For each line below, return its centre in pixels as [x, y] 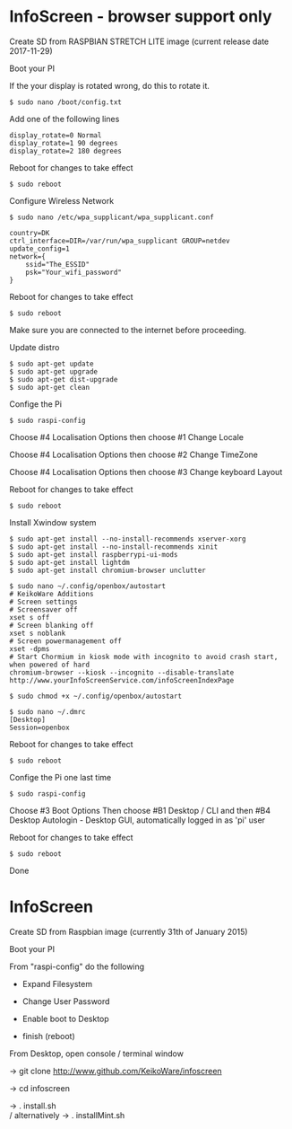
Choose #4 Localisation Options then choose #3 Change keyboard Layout [146, 472]
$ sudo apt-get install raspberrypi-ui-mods [94, 554]
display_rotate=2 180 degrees [66, 151]
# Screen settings [43, 602]
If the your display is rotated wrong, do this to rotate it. [110, 85]
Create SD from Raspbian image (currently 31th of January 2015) [129, 931]
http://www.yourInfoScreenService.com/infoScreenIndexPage [122, 680]
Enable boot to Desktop [65, 1019]
